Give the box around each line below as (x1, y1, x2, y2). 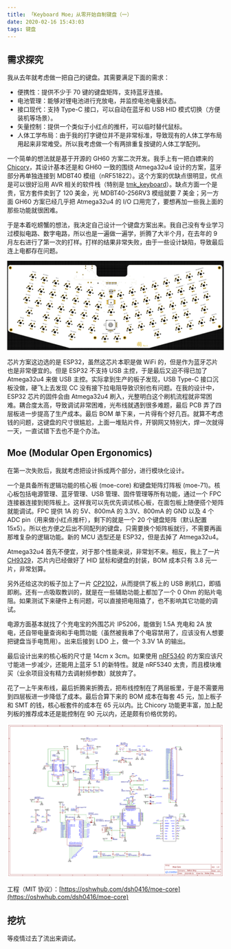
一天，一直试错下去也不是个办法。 (7, 426, 104, 434)
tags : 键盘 (7, 26, 36, 32)
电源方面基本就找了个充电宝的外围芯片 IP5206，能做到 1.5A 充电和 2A (7, 619, 205, 628)
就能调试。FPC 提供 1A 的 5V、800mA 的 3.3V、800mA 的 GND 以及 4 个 (7, 507, 214, 515)
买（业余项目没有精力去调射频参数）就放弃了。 (7, 669, 140, 677)
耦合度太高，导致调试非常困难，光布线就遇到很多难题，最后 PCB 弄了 (19, 401, 216, 409)
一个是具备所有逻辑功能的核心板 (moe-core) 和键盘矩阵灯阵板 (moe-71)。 (7, 481, 214, 489)
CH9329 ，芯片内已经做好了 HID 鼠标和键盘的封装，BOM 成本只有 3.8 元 (7, 556, 212, 564)
